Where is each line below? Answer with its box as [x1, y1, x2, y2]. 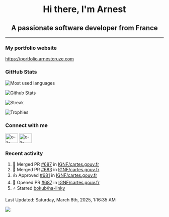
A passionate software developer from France [11, 24, 158, 32]
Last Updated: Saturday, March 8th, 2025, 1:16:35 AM [5, 197, 116, 203]
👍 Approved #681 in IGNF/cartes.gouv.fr [12, 172, 97, 178]
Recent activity [5, 150, 43, 157]
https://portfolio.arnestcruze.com [5, 56, 74, 62]
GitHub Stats [5, 68, 37, 76]
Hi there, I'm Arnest [42, 4, 127, 15]
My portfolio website [5, 44, 57, 51]
